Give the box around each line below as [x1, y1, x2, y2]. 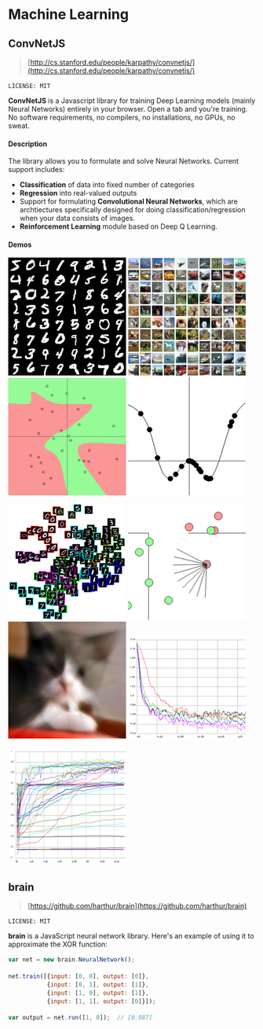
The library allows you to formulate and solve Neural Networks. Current [8, 156, 239, 166]
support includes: [8, 165, 65, 175]
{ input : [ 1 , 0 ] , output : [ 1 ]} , [46, 989, 149, 997]
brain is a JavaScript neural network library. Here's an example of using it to [8, 932, 254, 941]
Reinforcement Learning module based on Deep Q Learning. [19, 222, 218, 231]
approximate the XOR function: [8, 939, 108, 949]
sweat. [8, 121, 30, 130]
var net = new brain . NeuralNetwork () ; [8, 956, 135, 964]
